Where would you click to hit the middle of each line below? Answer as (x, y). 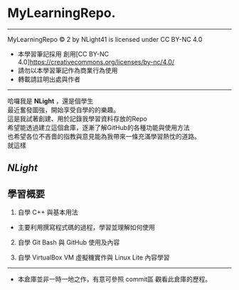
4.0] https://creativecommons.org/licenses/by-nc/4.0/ (96, 62)
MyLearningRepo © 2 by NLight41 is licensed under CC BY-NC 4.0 (105, 39)
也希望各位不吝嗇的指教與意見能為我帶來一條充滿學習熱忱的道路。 (104, 136)
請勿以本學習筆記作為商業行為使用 (68, 70)
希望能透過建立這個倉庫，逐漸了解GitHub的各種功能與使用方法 (99, 127)
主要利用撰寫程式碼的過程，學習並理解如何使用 (86, 228)
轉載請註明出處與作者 (49, 79)
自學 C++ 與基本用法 (48, 212)
